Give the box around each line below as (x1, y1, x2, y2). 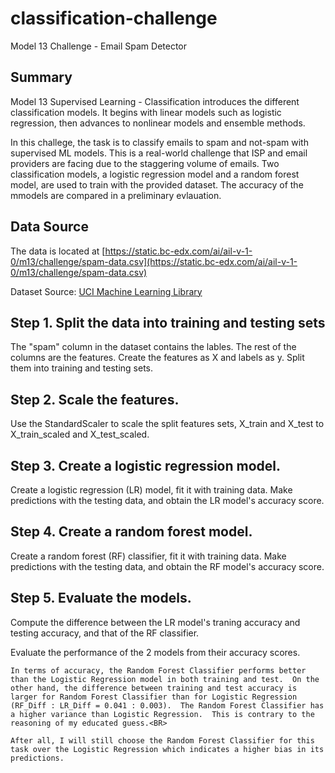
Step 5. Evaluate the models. (10, 590, 192, 607)
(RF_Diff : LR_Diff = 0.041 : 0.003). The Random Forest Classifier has (10, 700, 325, 711)
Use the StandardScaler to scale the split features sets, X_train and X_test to (10, 418, 325, 430)
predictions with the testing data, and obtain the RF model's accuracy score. (10, 560, 325, 572)
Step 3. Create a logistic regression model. (10, 457, 282, 474)
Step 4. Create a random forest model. (10, 523, 253, 541)
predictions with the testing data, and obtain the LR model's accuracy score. (10, 495, 325, 506)
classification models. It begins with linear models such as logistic (10, 106, 282, 118)
